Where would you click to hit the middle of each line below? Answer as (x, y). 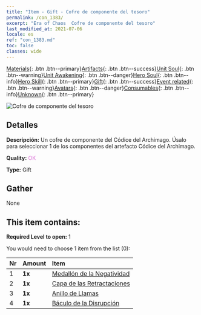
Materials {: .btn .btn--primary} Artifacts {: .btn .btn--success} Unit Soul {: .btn (100, 68)
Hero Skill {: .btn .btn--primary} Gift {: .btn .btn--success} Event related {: (106, 81)
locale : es (20, 35)
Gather (20, 188)
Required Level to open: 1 (38, 237)
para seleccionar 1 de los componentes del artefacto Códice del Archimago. (101, 146)
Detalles (22, 125)
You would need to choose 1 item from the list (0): (68, 248)
